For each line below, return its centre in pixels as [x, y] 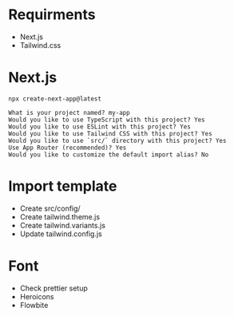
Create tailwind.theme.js [60, 216]
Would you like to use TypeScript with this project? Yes [107, 120]
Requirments [52, 15]
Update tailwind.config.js [61, 234]
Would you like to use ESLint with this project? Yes [100, 126]
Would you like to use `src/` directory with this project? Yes [117, 140]
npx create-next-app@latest [55, 99]
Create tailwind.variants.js [63, 225]
